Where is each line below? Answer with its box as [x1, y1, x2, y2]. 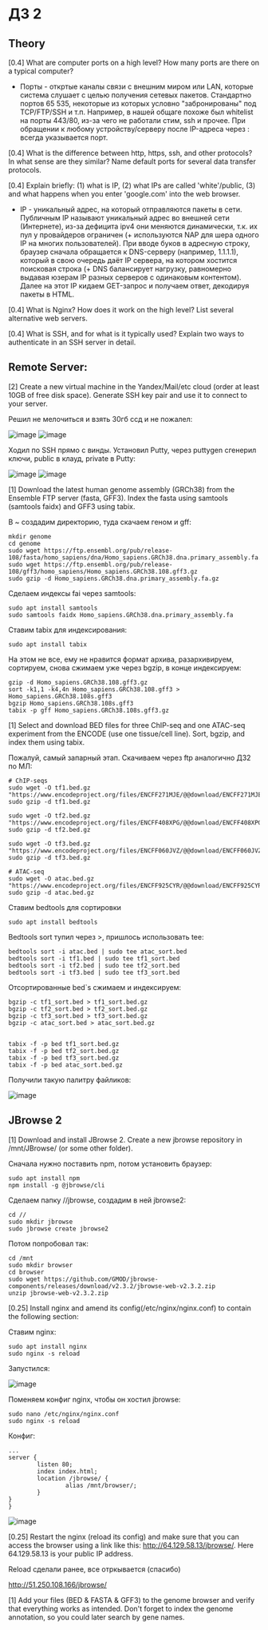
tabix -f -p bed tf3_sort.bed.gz [8, 1054, 120, 1062]
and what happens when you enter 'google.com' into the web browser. [8, 189, 241, 198]
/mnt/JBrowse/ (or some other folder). [8, 1143, 133, 1153]
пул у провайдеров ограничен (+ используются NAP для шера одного [19, 230, 259, 240]
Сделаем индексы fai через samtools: [8, 588, 136, 598]
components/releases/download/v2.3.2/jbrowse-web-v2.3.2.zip [8, 1282, 216, 1290]
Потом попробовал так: [8, 1238, 89, 1248]
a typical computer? [8, 66, 74, 76]
